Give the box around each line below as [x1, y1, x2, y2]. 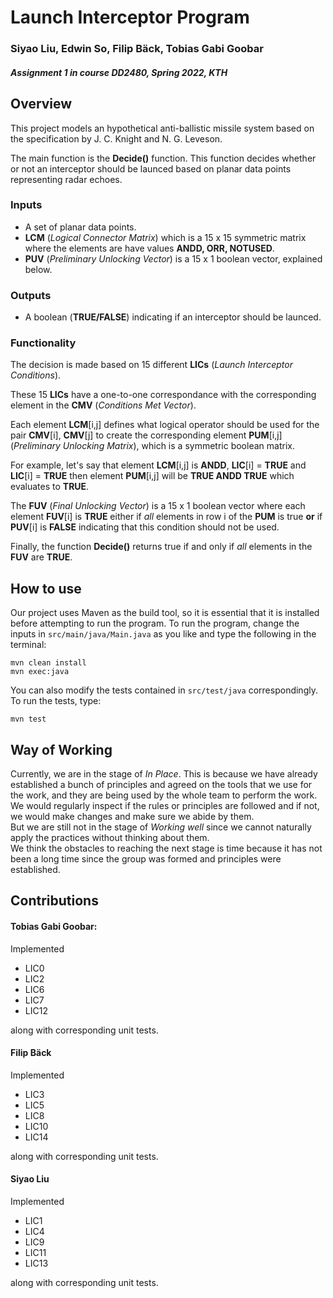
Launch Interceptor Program [10, 6, 250, 29]
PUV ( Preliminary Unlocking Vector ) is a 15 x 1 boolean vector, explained [24, 252, 323, 265]
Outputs [10, 288, 52, 302]
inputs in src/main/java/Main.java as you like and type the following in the [10, 628, 317, 640]
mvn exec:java [10, 667, 70, 677]
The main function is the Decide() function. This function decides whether [10, 152, 317, 164]
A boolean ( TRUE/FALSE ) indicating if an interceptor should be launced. [24, 311, 322, 323]
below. [24, 263, 53, 275]
